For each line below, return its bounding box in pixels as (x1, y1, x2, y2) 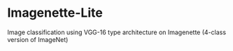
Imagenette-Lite (7, 5, 103, 21)
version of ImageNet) (7, 35, 69, 43)
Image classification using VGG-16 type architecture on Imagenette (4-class (7, 28, 226, 36)
